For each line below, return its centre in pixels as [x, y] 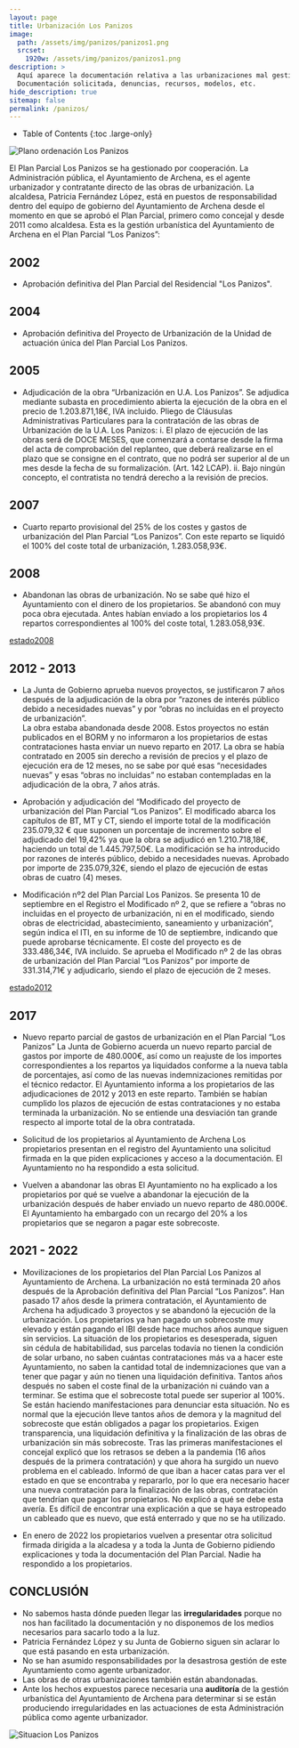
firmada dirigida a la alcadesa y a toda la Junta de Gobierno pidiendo [149, 1544]
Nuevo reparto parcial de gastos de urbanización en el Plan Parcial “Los [154, 1037]
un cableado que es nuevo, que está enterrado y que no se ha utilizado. [154, 1517]
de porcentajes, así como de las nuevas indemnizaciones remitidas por [152, 1074]
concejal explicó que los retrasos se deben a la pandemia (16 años [144, 1452]
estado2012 [31, 988]
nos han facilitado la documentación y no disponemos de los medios [148, 1623]
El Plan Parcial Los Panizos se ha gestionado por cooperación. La [129, 168]
